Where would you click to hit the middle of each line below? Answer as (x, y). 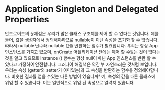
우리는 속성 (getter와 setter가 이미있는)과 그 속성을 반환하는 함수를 (69, 70)
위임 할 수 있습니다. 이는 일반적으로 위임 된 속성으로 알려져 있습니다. (70, 82)
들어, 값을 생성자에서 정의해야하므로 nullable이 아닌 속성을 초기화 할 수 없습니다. (82, 40)
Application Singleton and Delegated (82, 9)
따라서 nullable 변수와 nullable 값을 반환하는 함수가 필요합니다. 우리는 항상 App (81, 45)
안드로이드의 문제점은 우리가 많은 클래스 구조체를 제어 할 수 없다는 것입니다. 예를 (82, 33)
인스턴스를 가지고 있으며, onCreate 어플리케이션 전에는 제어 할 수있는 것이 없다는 (83, 52)
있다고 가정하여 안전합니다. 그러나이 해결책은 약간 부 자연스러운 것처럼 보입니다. (81, 64)
